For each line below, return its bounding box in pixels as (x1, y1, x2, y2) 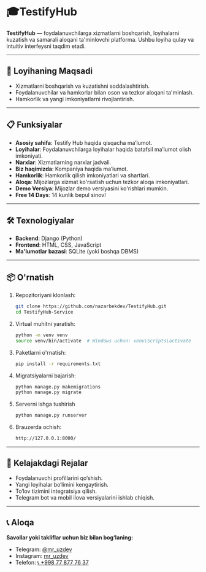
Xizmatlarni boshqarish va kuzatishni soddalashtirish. (15, 82, 150, 90)
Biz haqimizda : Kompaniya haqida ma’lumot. (15, 165, 129, 172)
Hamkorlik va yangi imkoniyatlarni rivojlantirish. (15, 95, 135, 102)
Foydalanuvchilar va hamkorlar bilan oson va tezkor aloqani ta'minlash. (15, 88, 194, 96)
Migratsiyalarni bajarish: (15, 372, 77, 379)
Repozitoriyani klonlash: (15, 292, 76, 299)
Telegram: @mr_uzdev (15, 546, 72, 553)
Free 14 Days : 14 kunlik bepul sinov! (15, 191, 106, 198)
